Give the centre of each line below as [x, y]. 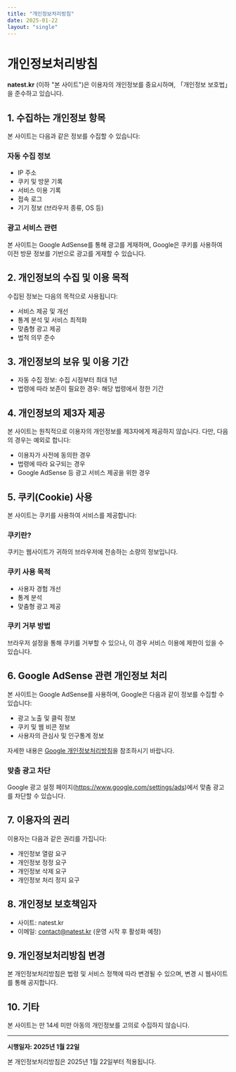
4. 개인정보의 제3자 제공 [56, 413]
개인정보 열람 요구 [42, 853]
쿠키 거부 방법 [29, 626]
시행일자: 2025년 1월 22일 [44, 1047]
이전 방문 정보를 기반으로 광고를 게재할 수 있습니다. [77, 253]
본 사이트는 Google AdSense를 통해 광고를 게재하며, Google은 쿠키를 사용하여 [115, 244]
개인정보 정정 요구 [42, 862]
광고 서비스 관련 [32, 228]
